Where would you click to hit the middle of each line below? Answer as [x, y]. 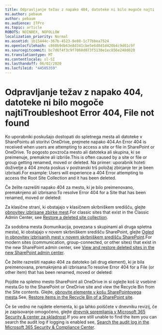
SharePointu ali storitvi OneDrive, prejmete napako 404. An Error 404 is [76, 142]
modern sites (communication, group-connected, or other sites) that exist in [81, 242]
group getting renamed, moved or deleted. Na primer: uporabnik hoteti [75, 162]
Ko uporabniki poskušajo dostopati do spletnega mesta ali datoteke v [74, 136]
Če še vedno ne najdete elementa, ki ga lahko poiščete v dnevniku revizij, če [81, 306]
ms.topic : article [23, 28]
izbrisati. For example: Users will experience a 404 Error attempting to [74, 172]
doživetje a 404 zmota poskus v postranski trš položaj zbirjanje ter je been [79, 167]
